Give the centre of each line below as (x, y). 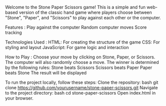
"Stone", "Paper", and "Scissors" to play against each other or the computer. (83, 18)
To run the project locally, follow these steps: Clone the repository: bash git (82, 82)
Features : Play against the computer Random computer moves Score (76, 27)
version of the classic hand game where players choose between (85, 12)
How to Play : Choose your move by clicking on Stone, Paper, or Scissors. (80, 57)
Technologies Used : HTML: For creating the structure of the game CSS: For (83, 42)
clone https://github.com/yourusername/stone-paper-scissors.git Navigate (82, 88)
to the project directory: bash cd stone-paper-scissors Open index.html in (81, 93)
